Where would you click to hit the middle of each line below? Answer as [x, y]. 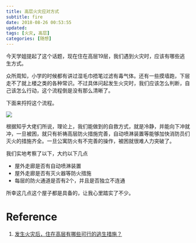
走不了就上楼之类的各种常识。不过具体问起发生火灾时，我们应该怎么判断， [95, 83]
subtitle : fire [24, 17]
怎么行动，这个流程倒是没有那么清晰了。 [65, 90]
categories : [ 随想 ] [29, 39]
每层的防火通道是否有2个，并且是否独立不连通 [70, 180]
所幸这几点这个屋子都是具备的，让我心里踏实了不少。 [70, 193]
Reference [32, 217]
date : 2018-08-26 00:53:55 [39, 22]
